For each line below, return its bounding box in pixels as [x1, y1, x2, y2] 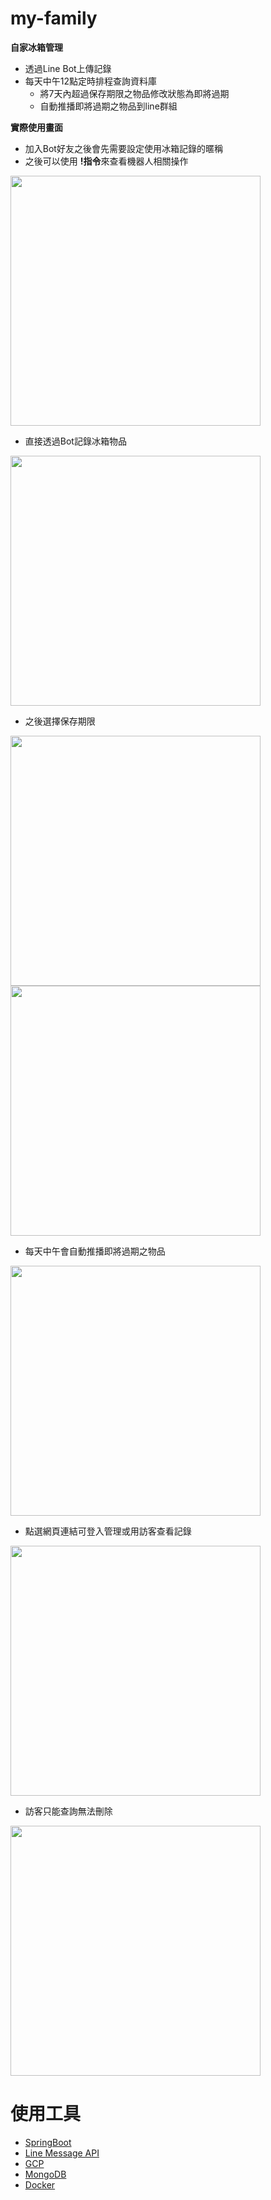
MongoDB [24, 2168, 67, 2180]
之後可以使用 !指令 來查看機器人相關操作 [24, 155, 189, 167]
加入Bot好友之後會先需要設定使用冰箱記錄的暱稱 [24, 142, 223, 154]
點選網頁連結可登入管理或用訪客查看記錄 [24, 1525, 192, 1537]
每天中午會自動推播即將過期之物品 [24, 1245, 166, 1257]
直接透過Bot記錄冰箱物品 [24, 435, 127, 447]
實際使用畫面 [10, 121, 63, 133]
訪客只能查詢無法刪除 [24, 1805, 113, 1817]
